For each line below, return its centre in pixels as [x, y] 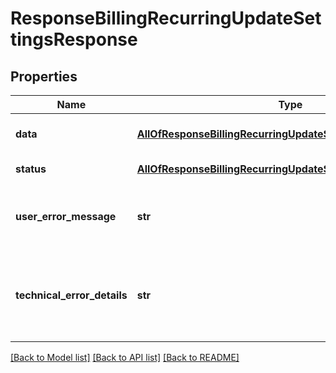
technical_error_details [71, 295]
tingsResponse [74, 39]
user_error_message [66, 216]
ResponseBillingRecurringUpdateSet [166, 18]
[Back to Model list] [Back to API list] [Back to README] [125, 357]
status [31, 169]
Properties [44, 76]
